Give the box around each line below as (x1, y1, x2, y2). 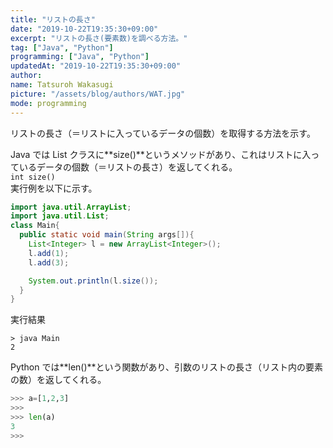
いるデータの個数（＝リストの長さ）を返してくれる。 (18, 161, 238, 173)
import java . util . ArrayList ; (10, 202, 132, 212)
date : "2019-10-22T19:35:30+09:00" (10, 24, 159, 34)
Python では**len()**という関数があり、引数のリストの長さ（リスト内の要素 (10, 361, 324, 373)
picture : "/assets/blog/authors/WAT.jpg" (10, 89, 186, 99)
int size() (10, 172, 56, 182)
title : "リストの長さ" (10, 14, 96, 25)
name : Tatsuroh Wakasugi (10, 80, 114, 90)
